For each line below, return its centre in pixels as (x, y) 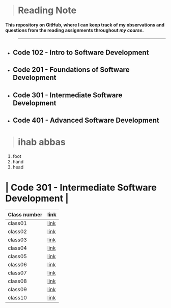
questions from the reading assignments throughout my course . (75, 30)
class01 (17, 223)
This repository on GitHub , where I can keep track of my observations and (85, 24)
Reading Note (47, 10)
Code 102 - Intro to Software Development (81, 52)
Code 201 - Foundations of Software (71, 70)
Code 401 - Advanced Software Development (86, 120)
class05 (17, 256)
